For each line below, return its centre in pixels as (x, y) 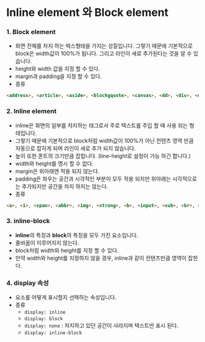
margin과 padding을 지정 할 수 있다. (58, 76)
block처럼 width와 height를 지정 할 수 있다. (67, 250)
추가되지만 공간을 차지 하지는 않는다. (65, 186)
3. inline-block (28, 221)
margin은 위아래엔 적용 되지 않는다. (57, 171)
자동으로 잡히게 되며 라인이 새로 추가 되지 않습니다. (75, 148)
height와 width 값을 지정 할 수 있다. (58, 69)
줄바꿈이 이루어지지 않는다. (47, 243)
